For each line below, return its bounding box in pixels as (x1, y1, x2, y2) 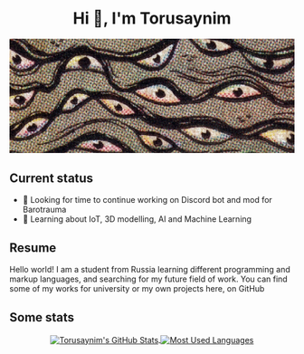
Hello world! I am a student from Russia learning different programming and (9, 264, 291, 275)
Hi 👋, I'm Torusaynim (72, 8, 232, 29)
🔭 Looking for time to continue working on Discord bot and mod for (22, 195, 273, 206)
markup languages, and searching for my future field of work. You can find (9, 273, 288, 284)
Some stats (9, 310, 75, 325)
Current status (9, 170, 93, 186)
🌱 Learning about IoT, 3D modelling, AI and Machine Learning (22, 214, 252, 225)
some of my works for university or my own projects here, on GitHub (9, 283, 265, 294)
